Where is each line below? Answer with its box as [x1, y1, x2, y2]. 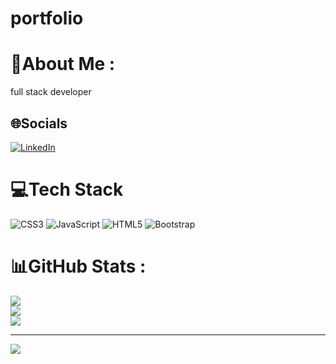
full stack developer [10, 86, 92, 98]
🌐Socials [10, 115, 68, 132]
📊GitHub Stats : [10, 255, 147, 278]
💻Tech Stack [10, 178, 124, 201]
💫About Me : [10, 53, 116, 76]
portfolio [10, 7, 84, 30]
